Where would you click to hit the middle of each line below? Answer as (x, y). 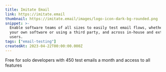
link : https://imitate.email (35, 14)
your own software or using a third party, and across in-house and (82, 32)
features (14, 65)
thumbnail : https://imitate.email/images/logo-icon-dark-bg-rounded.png (82, 19)
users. (16, 37)
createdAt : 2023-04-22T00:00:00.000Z (44, 46)
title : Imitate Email (27, 10)
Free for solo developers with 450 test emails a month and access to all (78, 60)
